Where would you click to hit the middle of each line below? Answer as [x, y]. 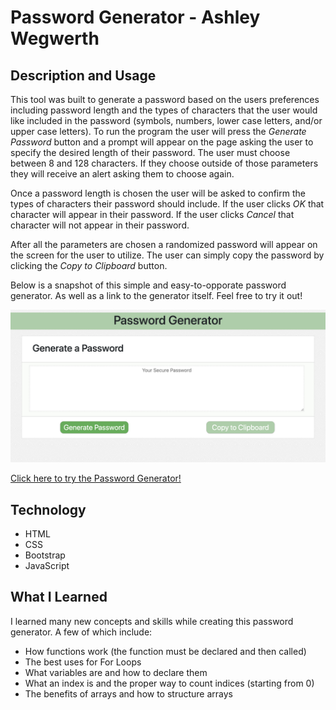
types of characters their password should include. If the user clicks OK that [167, 204]
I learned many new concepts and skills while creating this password [152, 621]
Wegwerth [55, 38]
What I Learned [59, 597]
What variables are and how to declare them [116, 672]
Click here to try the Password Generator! [96, 478]
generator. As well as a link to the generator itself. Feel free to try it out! [156, 295]
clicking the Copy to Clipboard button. [89, 265]
